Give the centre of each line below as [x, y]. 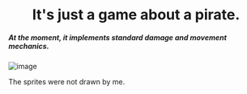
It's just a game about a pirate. [136, 15]
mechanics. [29, 46]
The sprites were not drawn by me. [67, 82]
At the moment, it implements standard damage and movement [117, 37]
